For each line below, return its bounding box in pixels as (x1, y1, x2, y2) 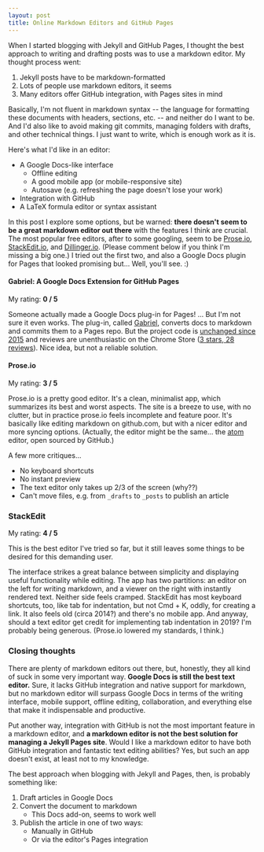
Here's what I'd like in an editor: (8, 145, 111, 154)
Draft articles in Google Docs (19, 792, 114, 802)
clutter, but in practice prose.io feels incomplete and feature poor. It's (8, 410, 233, 419)
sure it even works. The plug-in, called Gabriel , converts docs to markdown (8, 318, 252, 327)
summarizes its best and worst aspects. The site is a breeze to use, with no (8, 402, 251, 411)
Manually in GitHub (31, 826, 93, 835)
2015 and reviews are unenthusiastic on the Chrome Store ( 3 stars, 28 (8, 334, 235, 344)
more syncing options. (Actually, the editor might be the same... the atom (8, 426, 244, 437)
